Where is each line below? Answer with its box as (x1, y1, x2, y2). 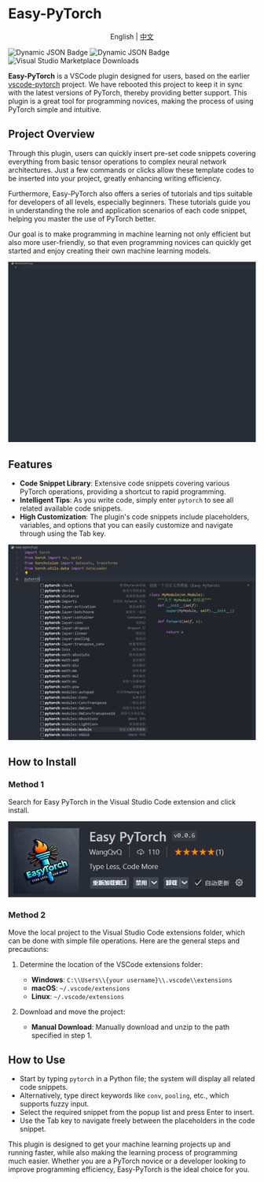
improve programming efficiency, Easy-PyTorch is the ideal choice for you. (8, 1165, 250, 1174)
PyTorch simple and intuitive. (8, 104, 102, 114)
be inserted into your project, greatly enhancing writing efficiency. (8, 173, 222, 183)
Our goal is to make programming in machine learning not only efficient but (8, 229, 251, 239)
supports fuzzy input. (19, 1099, 90, 1109)
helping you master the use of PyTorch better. (8, 214, 156, 223)
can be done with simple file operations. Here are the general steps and (8, 935, 240, 946)
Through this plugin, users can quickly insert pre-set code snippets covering (8, 148, 256, 158)
